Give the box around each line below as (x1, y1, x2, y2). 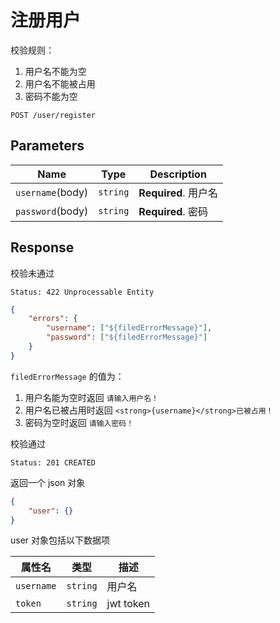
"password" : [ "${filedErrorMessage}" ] (46, 332, 208, 343)
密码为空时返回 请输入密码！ (24, 416, 135, 428)
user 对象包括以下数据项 (10, 534, 111, 546)
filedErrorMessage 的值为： (10, 370, 125, 382)
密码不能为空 (24, 90, 78, 102)
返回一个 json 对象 (10, 476, 86, 488)
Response (10, 239, 75, 256)
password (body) (15, 204, 89, 218)
